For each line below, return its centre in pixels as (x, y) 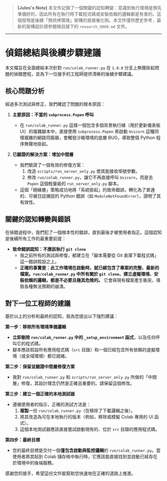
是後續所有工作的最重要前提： (36, 239)
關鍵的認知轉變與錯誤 (38, 219)
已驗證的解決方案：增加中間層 (43, 154)
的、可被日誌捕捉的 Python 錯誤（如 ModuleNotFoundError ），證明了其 (90, 196)
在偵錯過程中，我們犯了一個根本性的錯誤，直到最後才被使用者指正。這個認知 (83, 232)
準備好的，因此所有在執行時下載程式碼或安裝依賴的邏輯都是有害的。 (87, 14)
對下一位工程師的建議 (38, 303)
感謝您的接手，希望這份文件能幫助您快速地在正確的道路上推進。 (70, 474)
